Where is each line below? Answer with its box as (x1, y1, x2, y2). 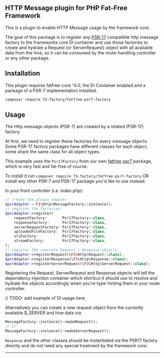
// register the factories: (5, 206, 63, 212)
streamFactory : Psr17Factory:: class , (14, 238, 107, 244)
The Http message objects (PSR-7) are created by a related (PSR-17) (5, 124, 144, 130)
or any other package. (5, 55, 50, 61)
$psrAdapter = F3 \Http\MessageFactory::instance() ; (5, 202, 113, 207)
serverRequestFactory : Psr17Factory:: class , (14, 224, 107, 230)
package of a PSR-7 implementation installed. (5, 87, 97, 93)
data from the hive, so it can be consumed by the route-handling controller (5, 50, 156, 55)
